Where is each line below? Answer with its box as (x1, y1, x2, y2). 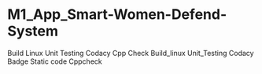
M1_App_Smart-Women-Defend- (7, 6, 227, 24)
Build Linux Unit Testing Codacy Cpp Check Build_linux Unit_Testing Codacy (7, 48, 254, 57)
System (7, 22, 59, 40)
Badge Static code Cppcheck (7, 57, 103, 66)
